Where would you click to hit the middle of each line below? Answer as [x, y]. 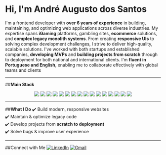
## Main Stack [20, 84]
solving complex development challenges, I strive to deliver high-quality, [79, 44]
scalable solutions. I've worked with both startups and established [72, 49]
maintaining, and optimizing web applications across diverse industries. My [82, 28]
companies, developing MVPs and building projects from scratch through [82, 54]
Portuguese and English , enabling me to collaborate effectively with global [82, 65]
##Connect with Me [25, 148]
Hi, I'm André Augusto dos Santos [76, 9]
